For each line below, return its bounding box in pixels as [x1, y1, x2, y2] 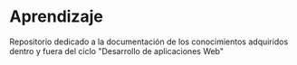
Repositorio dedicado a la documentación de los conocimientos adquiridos [9, 36, 289, 47]
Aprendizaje [9, 6, 104, 27]
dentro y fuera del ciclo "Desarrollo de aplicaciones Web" [9, 45, 225, 56]
